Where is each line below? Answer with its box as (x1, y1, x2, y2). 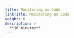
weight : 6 (5, 16, 26, 21)
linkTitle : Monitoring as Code (5, 12, 70, 17)
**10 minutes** (9, 26, 41, 31)
